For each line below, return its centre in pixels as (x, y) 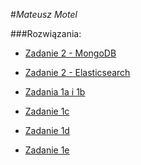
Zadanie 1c (47, 111)
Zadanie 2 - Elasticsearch (77, 72)
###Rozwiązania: (46, 33)
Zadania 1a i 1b (55, 92)
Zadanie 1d (47, 130)
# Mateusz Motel (44, 14)
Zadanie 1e (47, 150)
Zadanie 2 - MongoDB (70, 53)
